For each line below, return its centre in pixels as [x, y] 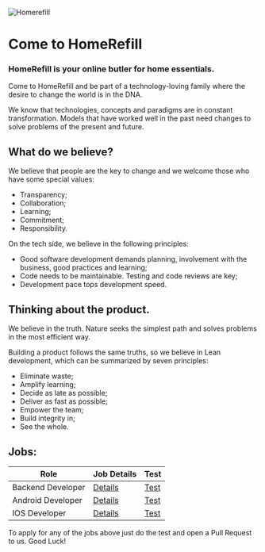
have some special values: [52, 179]
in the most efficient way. [50, 337]
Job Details [115, 473]
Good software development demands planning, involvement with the [133, 259]
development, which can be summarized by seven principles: [108, 361]
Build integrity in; [47, 418]
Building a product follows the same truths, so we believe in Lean [115, 352]
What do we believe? [61, 152]
